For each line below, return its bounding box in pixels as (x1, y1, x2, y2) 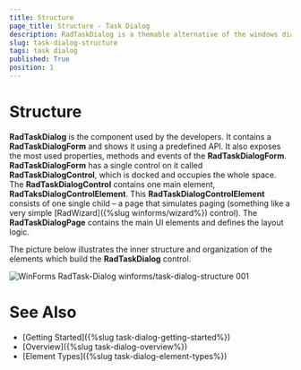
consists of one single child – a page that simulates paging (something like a (9, 198, 291, 209)
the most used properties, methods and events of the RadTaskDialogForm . (9, 150, 287, 161)
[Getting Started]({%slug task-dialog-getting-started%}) (21, 331, 231, 342)
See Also (9, 302, 77, 323)
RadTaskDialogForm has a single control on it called (9, 159, 203, 170)
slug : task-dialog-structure (9, 38, 118, 47)
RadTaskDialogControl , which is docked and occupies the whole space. (9, 169, 277, 180)
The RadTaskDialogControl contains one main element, (9, 178, 216, 189)
